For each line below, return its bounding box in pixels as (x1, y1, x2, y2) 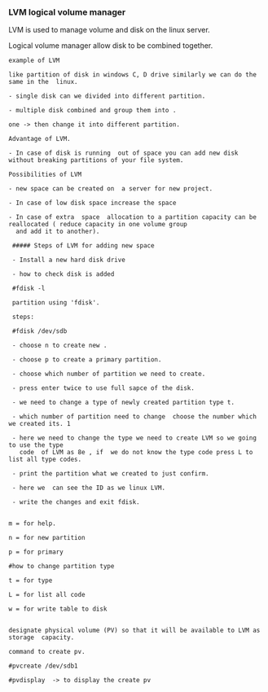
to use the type (8, 441, 64, 449)
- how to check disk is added (11, 270, 115, 278)
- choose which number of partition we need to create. (11, 370, 206, 379)
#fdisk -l (11, 284, 46, 293)
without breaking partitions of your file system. (8, 156, 184, 164)
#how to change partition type (8, 563, 115, 571)
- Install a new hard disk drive (11, 256, 126, 265)
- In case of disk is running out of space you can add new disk (8, 149, 239, 157)
